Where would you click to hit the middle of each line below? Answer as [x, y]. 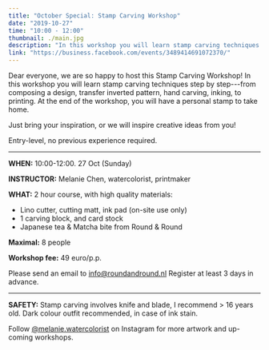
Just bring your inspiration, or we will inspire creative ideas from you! [122, 125]
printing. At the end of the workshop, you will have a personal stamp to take [133, 101]
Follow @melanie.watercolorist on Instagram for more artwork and [117, 329]
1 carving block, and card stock [72, 218]
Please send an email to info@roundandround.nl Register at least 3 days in [131, 273]
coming [21, 337]
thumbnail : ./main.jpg [46, 38]
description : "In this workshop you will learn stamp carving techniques [134, 46]
